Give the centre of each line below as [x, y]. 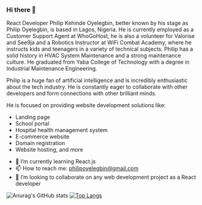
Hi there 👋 [21, 10]
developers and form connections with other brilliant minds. [82, 94]
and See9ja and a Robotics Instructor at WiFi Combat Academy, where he [99, 43]
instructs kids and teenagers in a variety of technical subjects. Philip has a [100, 49]
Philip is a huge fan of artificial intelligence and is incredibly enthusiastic [97, 80]
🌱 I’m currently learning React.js [55, 162]
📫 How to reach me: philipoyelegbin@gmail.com [77, 168]
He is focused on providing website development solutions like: [86, 105]
